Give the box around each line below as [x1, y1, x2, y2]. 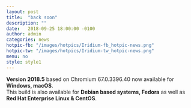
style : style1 [6, 59, 42, 65]
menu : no [6, 53, 28, 59]
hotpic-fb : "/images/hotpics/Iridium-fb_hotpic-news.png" [6, 43, 154, 49]
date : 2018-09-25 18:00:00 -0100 [6, 25, 95, 32]
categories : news [6, 37, 50, 43]
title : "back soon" [6, 14, 58, 20]
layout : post [6, 8, 39, 15]
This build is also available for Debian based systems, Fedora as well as [6, 88, 186, 95]
